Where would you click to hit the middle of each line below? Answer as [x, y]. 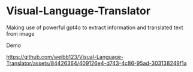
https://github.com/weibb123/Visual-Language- [65, 57]
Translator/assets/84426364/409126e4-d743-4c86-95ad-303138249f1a [96, 63]
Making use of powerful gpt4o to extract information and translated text [95, 27]
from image [20, 33]
